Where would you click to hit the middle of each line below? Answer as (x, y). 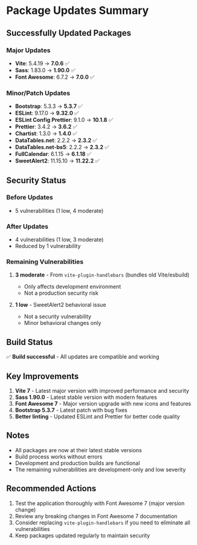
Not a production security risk (61, 293)
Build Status (30, 342)
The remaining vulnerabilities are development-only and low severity (100, 469)
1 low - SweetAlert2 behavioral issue (60, 305)
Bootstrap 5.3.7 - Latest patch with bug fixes (71, 410)
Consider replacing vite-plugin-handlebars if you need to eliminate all (102, 523)
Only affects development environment (73, 287)
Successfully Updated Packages (69, 33)
